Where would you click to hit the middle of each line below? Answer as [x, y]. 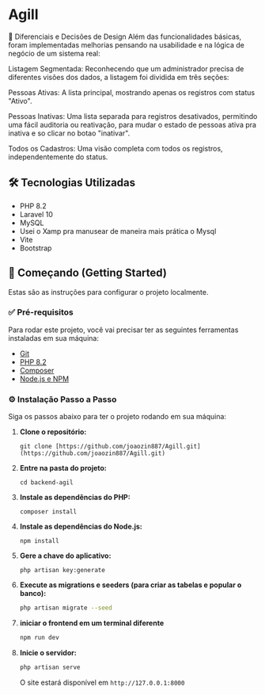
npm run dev [39, 638]
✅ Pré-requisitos [41, 312]
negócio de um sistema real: [54, 53]
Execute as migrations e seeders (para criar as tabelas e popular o [131, 585]
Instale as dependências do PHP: [75, 498]
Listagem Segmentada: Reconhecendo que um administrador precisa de [126, 68]
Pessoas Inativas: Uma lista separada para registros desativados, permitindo [133, 116]
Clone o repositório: [53, 432]
